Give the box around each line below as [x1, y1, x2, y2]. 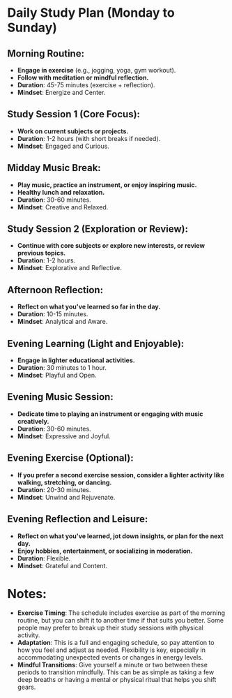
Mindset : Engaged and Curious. [17, 142, 109, 150]
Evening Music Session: [7, 391, 114, 403]
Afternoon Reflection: [7, 284, 103, 296]
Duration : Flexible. [17, 554, 71, 563]
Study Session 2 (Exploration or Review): [7, 223, 188, 235]
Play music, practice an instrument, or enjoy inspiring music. [17, 180, 197, 189]
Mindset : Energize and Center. [17, 89, 106, 96]
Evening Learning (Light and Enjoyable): [7, 337, 185, 350]
